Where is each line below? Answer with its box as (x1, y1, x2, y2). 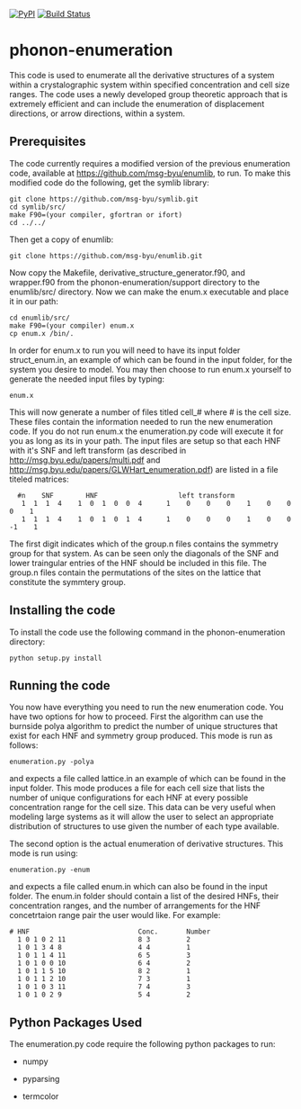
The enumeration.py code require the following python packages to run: (9, 1039, 276, 1050)
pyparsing (22, 1074, 60, 1085)
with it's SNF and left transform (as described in (9, 445, 187, 455)
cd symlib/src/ (9, 203, 66, 212)
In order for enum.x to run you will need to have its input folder (9, 345, 241, 356)
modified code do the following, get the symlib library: (9, 176, 209, 188)
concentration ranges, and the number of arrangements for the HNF (9, 900, 261, 911)
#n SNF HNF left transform (17, 491, 235, 500)
